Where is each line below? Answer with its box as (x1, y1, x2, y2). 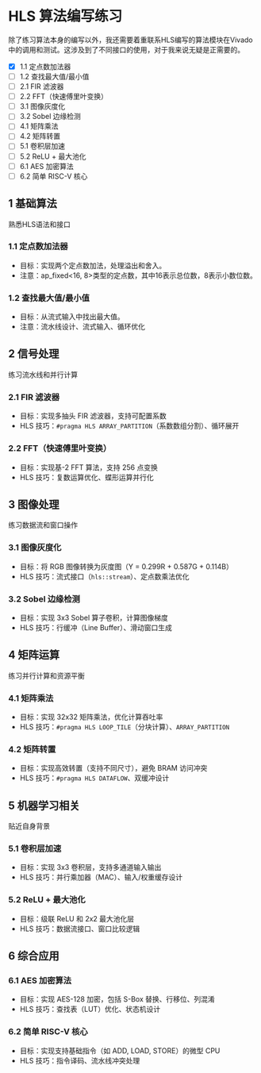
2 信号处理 (8, 347, 59, 361)
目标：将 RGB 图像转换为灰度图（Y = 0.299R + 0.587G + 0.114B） (19, 561, 234, 571)
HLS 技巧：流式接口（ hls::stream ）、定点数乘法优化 (19, 571, 190, 581)
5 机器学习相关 (8, 798, 81, 812)
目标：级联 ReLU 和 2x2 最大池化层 (19, 913, 135, 923)
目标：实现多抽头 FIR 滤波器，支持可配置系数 (19, 411, 167, 421)
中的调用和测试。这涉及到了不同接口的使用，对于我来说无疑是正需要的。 (8, 44, 244, 54)
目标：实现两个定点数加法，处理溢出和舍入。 (19, 260, 167, 270)
